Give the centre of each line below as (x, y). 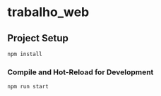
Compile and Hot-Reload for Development (80, 72)
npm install (25, 54)
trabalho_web (48, 12)
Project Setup (38, 38)
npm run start (28, 87)
